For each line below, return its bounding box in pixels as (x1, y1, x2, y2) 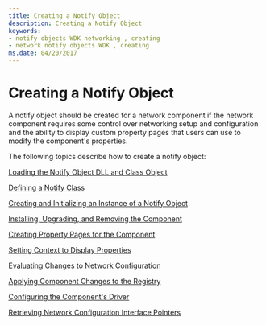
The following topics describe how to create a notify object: (8, 151, 206, 161)
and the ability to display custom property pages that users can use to (8, 127, 242, 137)
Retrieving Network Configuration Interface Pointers (8, 307, 181, 317)
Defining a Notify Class (8, 183, 85, 192)
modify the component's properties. (8, 136, 128, 146)
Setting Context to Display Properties (8, 245, 131, 254)
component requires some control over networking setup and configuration (8, 118, 259, 129)
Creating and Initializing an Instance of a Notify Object (8, 198, 188, 208)
